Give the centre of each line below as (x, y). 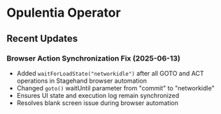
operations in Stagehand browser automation (82, 81)
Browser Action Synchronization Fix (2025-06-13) (94, 58)
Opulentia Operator (64, 13)
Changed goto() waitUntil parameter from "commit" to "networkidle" (115, 88)
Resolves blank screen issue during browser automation (98, 103)
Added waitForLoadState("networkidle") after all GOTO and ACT (110, 73)
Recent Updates (42, 39)
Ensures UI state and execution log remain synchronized (98, 95)
